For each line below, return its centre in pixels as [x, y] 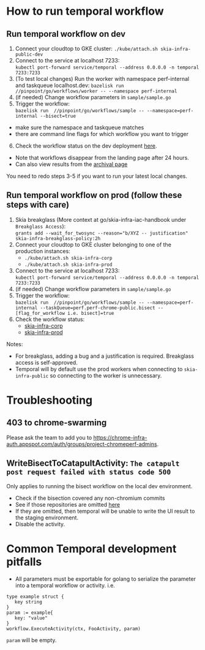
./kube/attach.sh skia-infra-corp [68, 258]
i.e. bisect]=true [91, 313]
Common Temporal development [91, 549]
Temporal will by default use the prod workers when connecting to [99, 369]
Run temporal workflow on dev [66, 34]
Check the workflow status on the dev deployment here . [86, 146]
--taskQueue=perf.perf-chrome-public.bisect [98, 308]
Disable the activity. [40, 524]
